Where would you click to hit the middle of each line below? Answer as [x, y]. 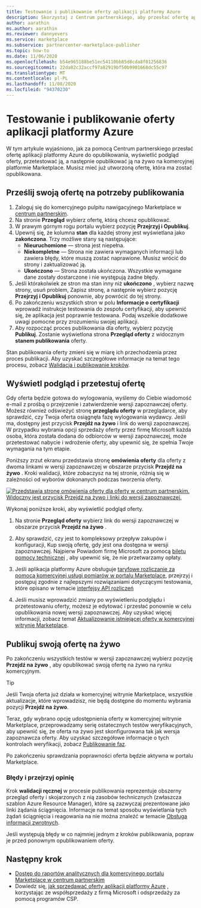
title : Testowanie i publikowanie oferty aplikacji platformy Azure [93, 12]
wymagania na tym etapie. [39, 449]
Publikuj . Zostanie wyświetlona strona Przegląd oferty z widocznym [100, 334]
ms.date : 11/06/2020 [32, 56]
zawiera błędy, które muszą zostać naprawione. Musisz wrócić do [105, 258]
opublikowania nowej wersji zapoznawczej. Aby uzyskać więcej [93, 613]
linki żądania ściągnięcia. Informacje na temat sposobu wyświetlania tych [97, 810]
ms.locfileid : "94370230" [38, 90]
